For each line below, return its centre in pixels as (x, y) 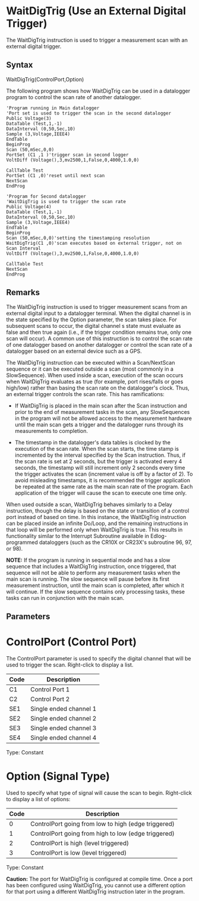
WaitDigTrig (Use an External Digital (96, 11)
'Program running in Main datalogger (53, 108)
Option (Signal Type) (58, 777)
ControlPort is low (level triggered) (78, 852)
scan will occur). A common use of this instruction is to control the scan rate (99, 338)
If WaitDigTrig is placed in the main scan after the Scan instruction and (101, 406)
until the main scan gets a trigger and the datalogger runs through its (99, 424)
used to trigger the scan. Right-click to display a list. (70, 665)
